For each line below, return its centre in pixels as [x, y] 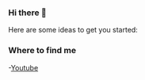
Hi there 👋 [28, 13]
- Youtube [23, 67]
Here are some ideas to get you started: [73, 30]
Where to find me [42, 51]
